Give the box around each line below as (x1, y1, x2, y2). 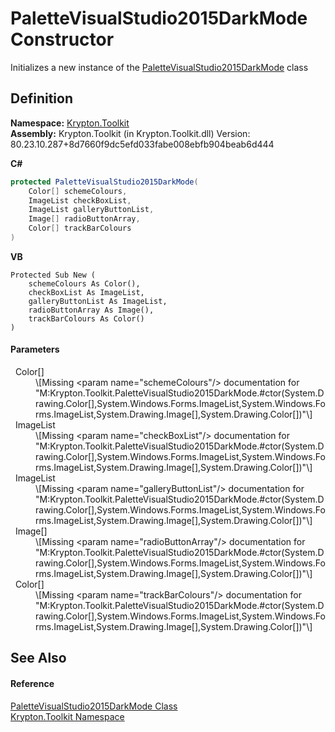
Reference (10, 678, 55, 690)
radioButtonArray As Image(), (28, 305, 155, 315)
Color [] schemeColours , (28, 186, 128, 196)
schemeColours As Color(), (28, 278, 141, 289)
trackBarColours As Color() (28, 313, 145, 324)
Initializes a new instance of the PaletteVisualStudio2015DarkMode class (10, 61, 309, 73)
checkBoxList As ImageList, (28, 287, 145, 297)
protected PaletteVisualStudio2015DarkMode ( (10, 177, 199, 187)
